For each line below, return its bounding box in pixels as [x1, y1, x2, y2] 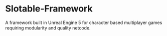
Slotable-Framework [5, 3, 93, 14]
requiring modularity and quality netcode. [5, 24, 91, 30]
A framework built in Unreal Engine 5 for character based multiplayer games [5, 19, 162, 25]
